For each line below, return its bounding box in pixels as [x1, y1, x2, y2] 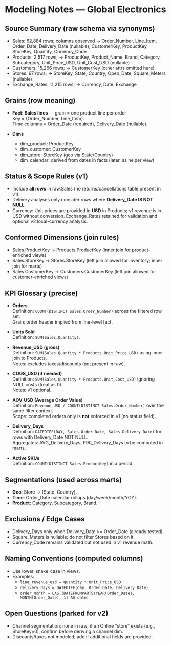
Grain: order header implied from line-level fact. [12, 319, 113, 325]
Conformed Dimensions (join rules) [5, 233, 119, 242]
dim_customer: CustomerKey [19, 146, 81, 152]
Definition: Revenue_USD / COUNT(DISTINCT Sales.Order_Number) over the [12, 402, 164, 409]
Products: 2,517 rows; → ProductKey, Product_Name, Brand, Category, [12, 54, 161, 60]
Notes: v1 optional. [12, 387, 52, 393]
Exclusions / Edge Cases [5, 515, 85, 523]
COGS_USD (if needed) [12, 371, 62, 377]
